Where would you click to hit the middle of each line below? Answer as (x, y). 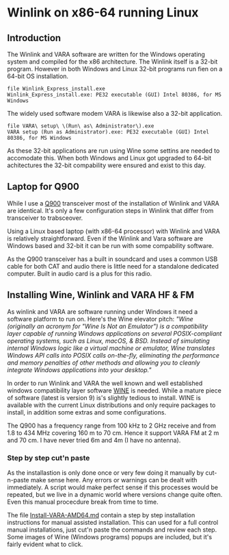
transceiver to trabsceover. (45, 218)
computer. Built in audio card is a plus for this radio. (80, 273)
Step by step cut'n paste (49, 458)
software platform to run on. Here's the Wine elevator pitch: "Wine (100, 319)
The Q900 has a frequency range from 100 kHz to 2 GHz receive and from (112, 425)
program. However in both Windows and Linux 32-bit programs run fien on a (115, 69)
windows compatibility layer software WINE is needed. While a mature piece (114, 390)
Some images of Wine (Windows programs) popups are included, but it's (110, 536)
